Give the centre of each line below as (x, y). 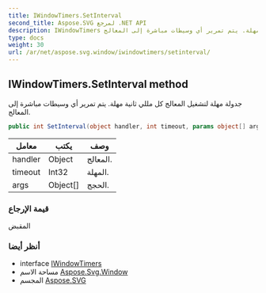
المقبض (19, 226)
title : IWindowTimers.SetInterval (65, 15)
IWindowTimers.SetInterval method (98, 84)
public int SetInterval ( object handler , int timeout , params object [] (127, 126)
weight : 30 (26, 45)
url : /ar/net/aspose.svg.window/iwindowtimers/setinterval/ (110, 52)
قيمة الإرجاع (28, 208)
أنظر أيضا (24, 246)
